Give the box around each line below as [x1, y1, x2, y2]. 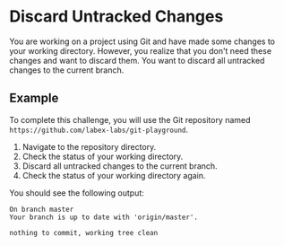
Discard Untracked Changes [9, 6, 224, 27]
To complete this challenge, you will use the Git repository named [9, 114, 251, 125]
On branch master [9, 205, 74, 214]
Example [9, 91, 59, 106]
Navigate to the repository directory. [22, 141, 157, 152]
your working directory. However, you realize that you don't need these [9, 45, 271, 56]
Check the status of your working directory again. [22, 170, 206, 180]
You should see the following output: [9, 187, 145, 198]
